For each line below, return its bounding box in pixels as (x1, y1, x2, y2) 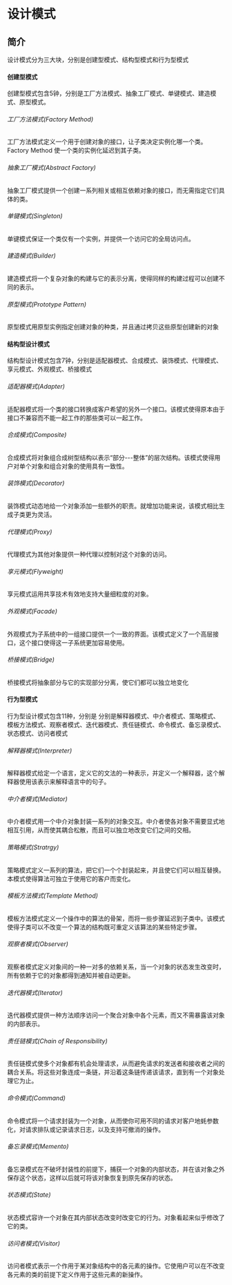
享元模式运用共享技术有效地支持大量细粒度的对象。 (7, 590, 153, 598)
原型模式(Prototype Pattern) (7, 300, 87, 308)
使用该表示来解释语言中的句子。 (19, 777, 110, 786)
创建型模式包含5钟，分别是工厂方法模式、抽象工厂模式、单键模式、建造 (7, 89, 211, 97)
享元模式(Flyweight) (7, 567, 64, 575)
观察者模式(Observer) (7, 940, 69, 948)
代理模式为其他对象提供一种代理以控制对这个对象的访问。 (7, 550, 171, 559)
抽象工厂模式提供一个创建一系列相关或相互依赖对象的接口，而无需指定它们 (7, 186, 219, 194)
